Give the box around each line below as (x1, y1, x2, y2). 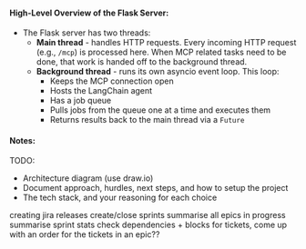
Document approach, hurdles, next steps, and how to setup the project (22, 183, 289, 194)
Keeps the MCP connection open (49, 75, 175, 86)
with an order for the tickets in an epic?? (9, 229, 160, 240)
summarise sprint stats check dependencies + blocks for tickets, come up (9, 219, 288, 231)
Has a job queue (49, 95, 112, 106)
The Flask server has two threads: (22, 27, 151, 38)
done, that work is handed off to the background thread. (36, 56, 248, 67)
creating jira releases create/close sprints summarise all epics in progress (9, 210, 286, 221)
